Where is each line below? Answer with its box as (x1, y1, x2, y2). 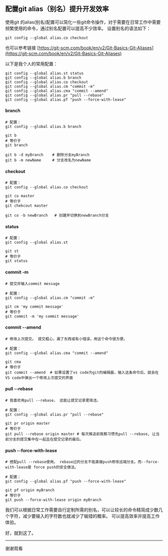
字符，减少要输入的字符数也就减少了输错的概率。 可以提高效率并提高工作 (9, 513, 160, 519)
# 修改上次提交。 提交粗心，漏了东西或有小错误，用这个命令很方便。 (5, 336, 127, 341)
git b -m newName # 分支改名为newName (5, 158, 91, 163)
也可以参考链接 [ (5, 45, 39, 51)
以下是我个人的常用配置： (5, 61, 58, 67)
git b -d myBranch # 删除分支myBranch (5, 153, 90, 158)
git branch (5, 143, 28, 148)
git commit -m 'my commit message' (5, 314, 79, 319)
